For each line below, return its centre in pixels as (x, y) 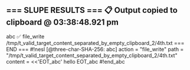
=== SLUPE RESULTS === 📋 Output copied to (92, 10)
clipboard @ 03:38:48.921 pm (63, 22)
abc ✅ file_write (25, 36)
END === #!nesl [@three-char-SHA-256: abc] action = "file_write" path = (95, 49)
